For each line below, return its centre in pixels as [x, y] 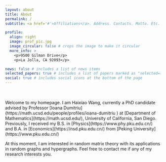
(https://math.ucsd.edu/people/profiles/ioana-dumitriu [60, 113]
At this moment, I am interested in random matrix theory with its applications [83, 143]
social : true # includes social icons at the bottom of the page [74, 78]
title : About [19, 14]
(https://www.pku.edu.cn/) [32, 134]
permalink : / [19, 19]
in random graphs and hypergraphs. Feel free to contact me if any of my [79, 149]
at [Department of [138, 113]
